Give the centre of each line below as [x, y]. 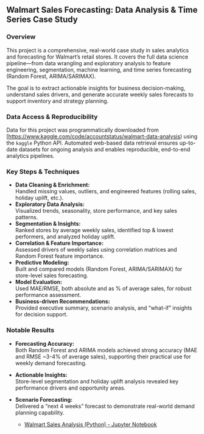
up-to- [188, 143]
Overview [21, 37]
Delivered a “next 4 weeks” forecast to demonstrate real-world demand [105, 406]
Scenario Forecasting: [44, 399]
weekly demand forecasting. [51, 363]
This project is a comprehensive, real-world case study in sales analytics [98, 50]
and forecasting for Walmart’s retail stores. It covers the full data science [97, 57]
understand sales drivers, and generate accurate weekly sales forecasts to [100, 94]
